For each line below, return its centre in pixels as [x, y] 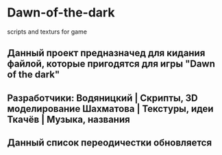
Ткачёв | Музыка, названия [69, 119]
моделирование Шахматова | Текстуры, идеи [110, 109]
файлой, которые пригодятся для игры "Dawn [111, 64]
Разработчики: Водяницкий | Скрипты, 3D [103, 98]
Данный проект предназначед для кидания [106, 53]
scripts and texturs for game [47, 32]
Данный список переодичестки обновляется [110, 143]
